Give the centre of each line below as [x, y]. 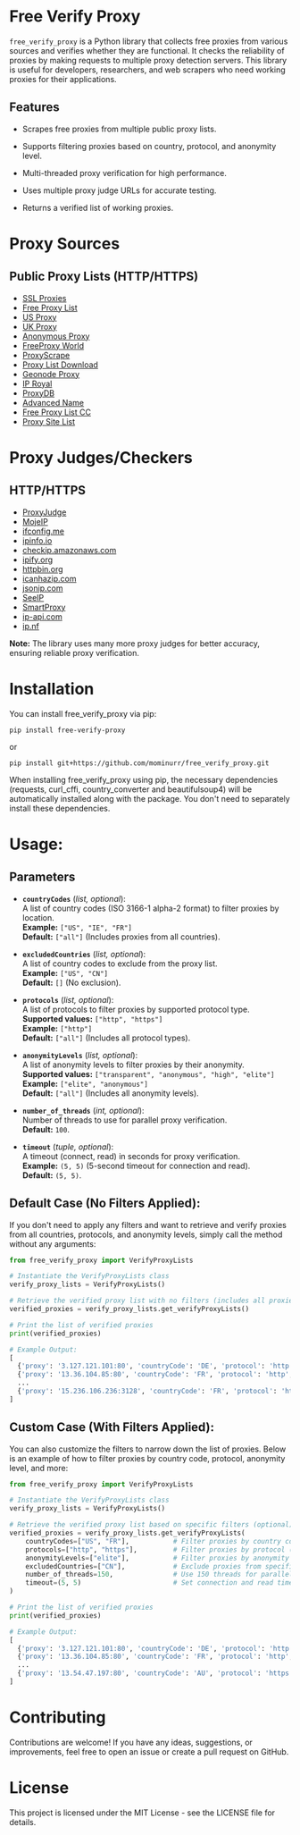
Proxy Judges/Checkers [101, 457]
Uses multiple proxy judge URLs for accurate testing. [119, 190]
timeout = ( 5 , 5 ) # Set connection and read [150, 1583]
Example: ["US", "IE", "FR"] [77, 927]
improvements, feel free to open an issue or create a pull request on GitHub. [149, 1751]
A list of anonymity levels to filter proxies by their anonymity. [133, 1065]
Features [34, 108]
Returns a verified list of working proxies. [98, 207]
